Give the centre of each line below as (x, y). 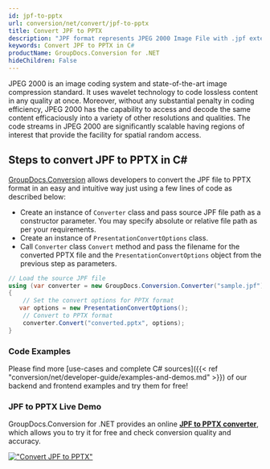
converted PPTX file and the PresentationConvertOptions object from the (141, 255)
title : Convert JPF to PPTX (55, 31)
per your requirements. (58, 229)
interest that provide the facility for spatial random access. (105, 134)
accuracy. (25, 441)
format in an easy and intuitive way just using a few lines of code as (121, 188)
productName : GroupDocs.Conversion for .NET (84, 53)
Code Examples (39, 351)
